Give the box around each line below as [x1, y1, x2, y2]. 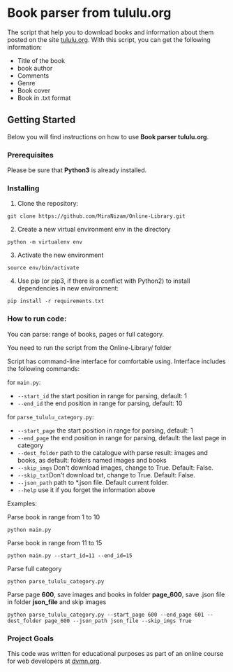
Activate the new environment [17, 251, 104, 260]
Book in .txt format [17, 93, 71, 102]
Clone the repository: [17, 199, 79, 208]
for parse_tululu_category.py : [7, 412, 94, 421]
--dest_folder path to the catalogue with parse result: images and [17, 448, 208, 456]
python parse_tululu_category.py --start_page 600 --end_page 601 [7, 611, 204, 618]
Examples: [7, 499, 37, 507]
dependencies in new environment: [17, 284, 119, 293]
